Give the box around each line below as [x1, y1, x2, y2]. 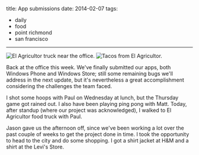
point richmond [14, 29, 52, 36]
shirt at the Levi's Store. [6, 143, 65, 150]
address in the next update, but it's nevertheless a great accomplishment [6, 76, 185, 83]
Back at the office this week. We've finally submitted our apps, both [6, 64, 171, 70]
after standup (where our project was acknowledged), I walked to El [6, 106, 172, 114]
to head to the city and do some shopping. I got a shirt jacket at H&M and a [6, 137, 189, 144]
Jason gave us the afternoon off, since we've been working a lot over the [6, 124, 185, 131]
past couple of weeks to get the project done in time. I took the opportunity [6, 131, 190, 138]
